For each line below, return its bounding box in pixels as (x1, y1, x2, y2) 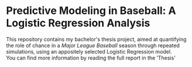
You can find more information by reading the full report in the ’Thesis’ (6, 54, 176, 61)
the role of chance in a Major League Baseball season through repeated (6, 42, 180, 49)
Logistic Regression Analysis (6, 16, 150, 30)
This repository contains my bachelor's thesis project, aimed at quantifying (6, 36, 187, 43)
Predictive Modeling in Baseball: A (6, 4, 177, 17)
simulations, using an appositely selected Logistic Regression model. (6, 48, 172, 55)
